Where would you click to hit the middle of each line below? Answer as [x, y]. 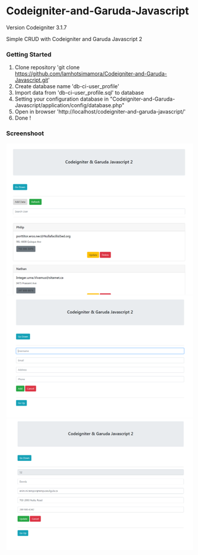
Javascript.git [31, 80]
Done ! [23, 118]
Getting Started [29, 54]
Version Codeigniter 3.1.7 [36, 27]
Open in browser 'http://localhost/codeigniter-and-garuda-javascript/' [100, 112]
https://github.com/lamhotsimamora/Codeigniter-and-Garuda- [91, 74]
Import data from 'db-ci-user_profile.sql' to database [79, 93]
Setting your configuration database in [62, 99]
